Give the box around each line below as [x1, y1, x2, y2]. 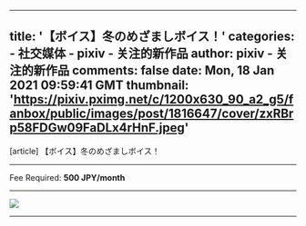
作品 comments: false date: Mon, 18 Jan [45, 63, 275, 78]
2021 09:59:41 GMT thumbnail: [9, 78, 189, 93]
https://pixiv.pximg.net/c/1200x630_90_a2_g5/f [13, 92, 294, 107]
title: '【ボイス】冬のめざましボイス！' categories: [9, 29, 295, 44]
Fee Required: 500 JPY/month [9, 172, 126, 182]
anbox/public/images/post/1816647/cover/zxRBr [9, 106, 294, 122]
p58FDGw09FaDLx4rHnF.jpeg [9, 120, 185, 136]
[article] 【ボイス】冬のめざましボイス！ [9, 145, 161, 156]
